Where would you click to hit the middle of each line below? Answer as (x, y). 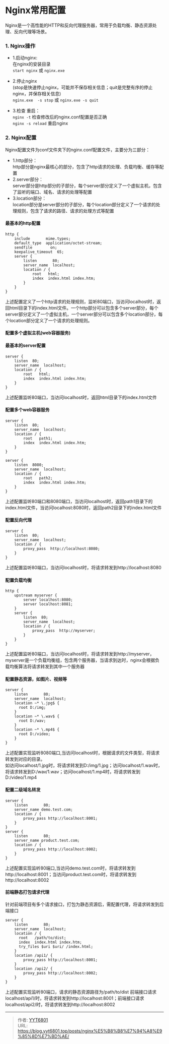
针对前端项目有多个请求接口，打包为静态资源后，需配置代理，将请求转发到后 (84, 904)
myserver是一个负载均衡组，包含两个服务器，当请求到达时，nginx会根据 (80, 660)
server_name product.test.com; (47, 840)
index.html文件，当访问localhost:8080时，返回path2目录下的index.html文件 (83, 508)
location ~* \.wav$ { (37, 716)
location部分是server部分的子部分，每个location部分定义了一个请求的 (84, 204)
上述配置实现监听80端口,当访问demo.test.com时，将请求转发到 (70, 868)
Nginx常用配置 (36, 10)
